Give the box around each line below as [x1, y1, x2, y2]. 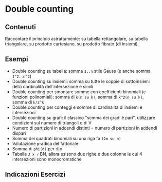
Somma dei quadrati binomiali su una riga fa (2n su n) [12, 135, 122, 141]
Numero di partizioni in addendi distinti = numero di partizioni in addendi [12, 125, 157, 131]
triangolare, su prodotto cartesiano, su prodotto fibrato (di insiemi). [5, 41, 139, 47]
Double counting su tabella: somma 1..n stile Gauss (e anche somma [12, 68, 151, 74]
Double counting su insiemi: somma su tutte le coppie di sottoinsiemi [12, 78, 150, 84]
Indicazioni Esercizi [5, 170, 66, 179]
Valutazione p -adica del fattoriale [12, 141, 79, 146]
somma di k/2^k [12, 99, 44, 105]
